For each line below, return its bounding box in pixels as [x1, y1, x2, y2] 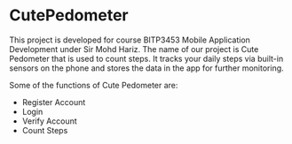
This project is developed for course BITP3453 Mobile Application [9, 34, 251, 45]
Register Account [21, 96, 86, 107]
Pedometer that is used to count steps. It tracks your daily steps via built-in [9, 53, 284, 64]
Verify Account [21, 116, 77, 126]
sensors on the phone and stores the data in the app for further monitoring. [9, 63, 284, 73]
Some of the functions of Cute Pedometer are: [9, 80, 178, 90]
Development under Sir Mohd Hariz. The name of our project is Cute [9, 43, 259, 54]
